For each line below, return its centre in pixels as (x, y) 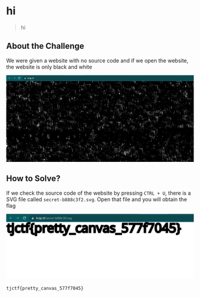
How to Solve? (33, 179)
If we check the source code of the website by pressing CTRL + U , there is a (99, 193)
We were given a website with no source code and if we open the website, (97, 60)
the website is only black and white (49, 67)
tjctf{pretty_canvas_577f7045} (45, 289)
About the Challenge (45, 46)
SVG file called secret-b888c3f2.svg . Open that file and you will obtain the (97, 199)
